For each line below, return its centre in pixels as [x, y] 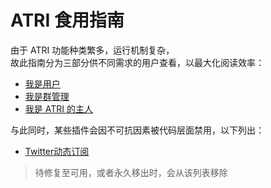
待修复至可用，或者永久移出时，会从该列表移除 [131, 172]
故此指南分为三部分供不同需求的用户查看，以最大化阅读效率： [137, 62]
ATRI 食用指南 [67, 20]
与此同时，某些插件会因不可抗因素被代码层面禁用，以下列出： [137, 130]
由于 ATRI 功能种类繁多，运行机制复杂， [92, 50]
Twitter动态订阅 [57, 151]
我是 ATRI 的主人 [58, 108]
